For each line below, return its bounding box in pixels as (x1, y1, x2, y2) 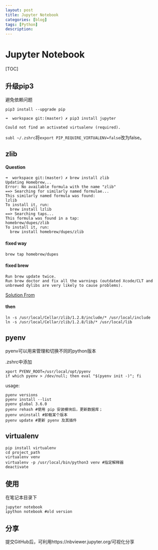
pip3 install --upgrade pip (5, 106, 66, 112)
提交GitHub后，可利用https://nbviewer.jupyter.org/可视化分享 (5, 539, 135, 545)
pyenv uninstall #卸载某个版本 (5, 412, 68, 417)
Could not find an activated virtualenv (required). (5, 124, 121, 130)
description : (5, 27, 33, 32)
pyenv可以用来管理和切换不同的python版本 (5, 347, 96, 354)
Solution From (5, 291, 35, 298)
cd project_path (5, 450, 40, 455)
